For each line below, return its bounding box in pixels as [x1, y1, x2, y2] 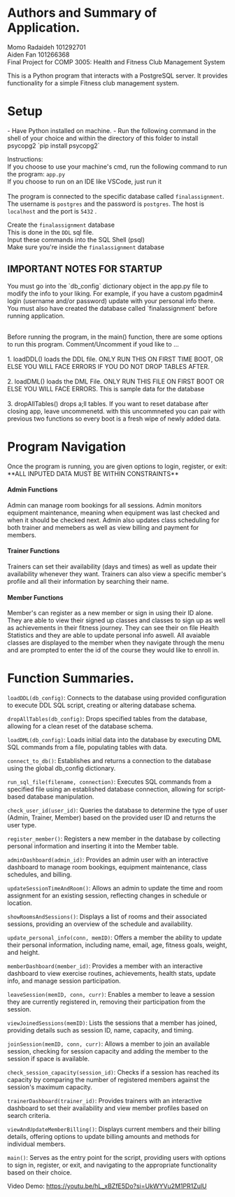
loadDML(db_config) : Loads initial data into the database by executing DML [7, 736, 222, 744]
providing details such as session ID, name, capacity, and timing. [7, 1026, 194, 1035]
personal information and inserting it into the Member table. [7, 842, 179, 850]
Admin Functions [7, 485, 58, 494]
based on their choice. [7, 1168, 72, 1177]
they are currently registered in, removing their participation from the [7, 997, 206, 1006]
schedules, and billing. [7, 870, 72, 879]
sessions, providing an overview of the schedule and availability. [7, 920, 193, 928]
